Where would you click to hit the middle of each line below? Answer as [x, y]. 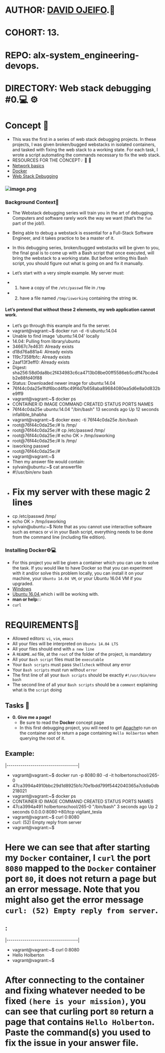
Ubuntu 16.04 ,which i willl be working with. [56, 594]
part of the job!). [29, 223]
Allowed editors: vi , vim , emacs [43, 639]
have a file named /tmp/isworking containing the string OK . [79, 298]
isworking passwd [31, 446]
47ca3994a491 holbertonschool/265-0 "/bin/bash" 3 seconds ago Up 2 [85, 806]
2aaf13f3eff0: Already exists [41, 362]
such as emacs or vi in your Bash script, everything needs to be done [82, 532]
